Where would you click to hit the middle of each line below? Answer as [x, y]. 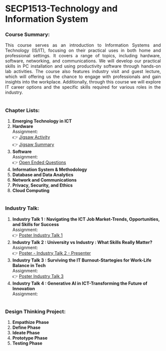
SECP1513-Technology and [61, 9]
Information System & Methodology [50, 170]
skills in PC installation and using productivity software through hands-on [83, 66]
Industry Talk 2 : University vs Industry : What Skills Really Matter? [82, 242]
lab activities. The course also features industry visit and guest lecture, [83, 72]
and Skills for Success [36, 224]
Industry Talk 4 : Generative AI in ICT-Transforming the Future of [80, 283]
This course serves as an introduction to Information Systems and [83, 45]
